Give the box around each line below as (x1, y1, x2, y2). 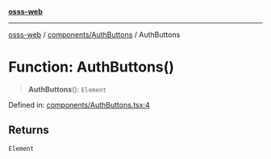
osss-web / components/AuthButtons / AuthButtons (8, 30, 181, 39)
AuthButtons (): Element (27, 84, 107, 94)
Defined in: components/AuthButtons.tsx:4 (8, 100, 151, 109)
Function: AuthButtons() (8, 58, 175, 76)
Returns (8, 124, 50, 137)
